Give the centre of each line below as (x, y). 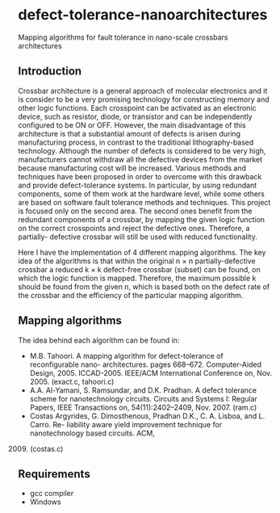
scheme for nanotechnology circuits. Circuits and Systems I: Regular (144, 398)
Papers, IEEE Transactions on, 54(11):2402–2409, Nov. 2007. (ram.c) (143, 407)
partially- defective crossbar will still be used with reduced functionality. (138, 237)
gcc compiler (52, 494)
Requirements (54, 474)
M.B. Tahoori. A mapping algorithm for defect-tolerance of (126, 355)
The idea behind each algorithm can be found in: (99, 340)
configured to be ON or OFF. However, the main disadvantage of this (132, 125)
